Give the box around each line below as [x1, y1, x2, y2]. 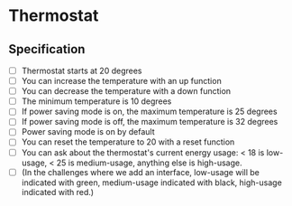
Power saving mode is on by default [21, 126, 155, 137]
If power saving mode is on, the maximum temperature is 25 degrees [21, 106, 278, 117]
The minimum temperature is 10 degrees [21, 96, 172, 107]
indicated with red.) [21, 186, 95, 197]
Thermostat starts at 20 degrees [21, 65, 142, 76]
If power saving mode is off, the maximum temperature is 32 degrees [21, 117, 278, 127]
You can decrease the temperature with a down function [21, 86, 232, 97]
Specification [8, 42, 86, 57]
